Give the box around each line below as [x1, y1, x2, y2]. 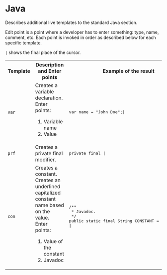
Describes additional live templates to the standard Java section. [5, 19, 138, 25]
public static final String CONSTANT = [69, 218, 159, 224]
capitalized [35, 189, 61, 196]
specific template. [5, 39, 42, 45]
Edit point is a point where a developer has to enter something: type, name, [5, 29, 159, 35]
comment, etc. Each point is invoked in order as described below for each [5, 34, 157, 40]
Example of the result [102, 67, 155, 74]
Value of [43, 238, 63, 245]
